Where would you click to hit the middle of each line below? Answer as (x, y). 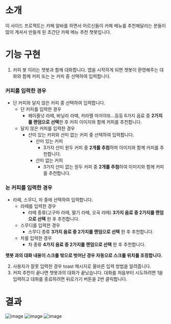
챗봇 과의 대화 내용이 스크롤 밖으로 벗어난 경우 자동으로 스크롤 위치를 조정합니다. (84, 255)
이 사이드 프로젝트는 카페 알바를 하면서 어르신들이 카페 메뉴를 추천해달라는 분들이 (86, 26)
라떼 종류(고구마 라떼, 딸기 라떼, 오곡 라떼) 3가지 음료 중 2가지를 (91, 212)
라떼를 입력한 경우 (38, 206)
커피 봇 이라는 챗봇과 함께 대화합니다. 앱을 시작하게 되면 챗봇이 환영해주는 (86, 70)
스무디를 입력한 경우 (40, 225)
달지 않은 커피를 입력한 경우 (47, 128)
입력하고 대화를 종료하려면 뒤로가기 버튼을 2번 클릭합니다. (70, 279)
